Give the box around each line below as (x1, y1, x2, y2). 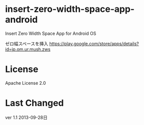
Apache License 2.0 (5, 80, 46, 86)
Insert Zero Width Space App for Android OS (5, 30, 96, 36)
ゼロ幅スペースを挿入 (5, 41, 49, 47)
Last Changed (5, 98, 64, 109)
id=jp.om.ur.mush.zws (5, 46, 51, 52)
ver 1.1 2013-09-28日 (5, 114, 48, 120)
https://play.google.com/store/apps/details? (49, 41, 139, 47)
